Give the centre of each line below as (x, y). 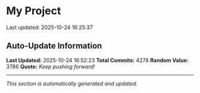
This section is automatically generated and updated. (72, 84)
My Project (34, 11)
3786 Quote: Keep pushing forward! (51, 66)
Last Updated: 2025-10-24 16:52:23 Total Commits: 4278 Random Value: (97, 60)
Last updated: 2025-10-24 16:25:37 (50, 27)
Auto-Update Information (54, 46)
